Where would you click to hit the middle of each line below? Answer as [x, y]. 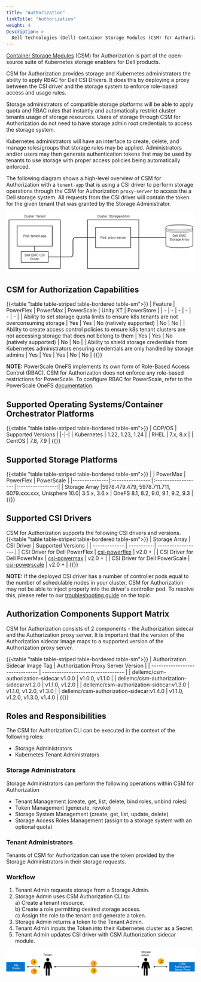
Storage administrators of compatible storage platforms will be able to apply [100, 104]
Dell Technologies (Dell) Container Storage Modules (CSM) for [92, 38]
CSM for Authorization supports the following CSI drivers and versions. [94, 533]
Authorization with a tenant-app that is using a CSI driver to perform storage [100, 185]
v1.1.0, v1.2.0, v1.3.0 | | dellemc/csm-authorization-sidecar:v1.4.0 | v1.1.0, [95, 691]
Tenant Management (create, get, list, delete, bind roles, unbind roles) [101, 801]
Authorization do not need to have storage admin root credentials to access [99, 123]
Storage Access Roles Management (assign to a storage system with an [103, 820]
